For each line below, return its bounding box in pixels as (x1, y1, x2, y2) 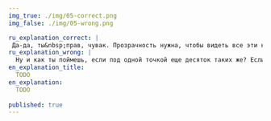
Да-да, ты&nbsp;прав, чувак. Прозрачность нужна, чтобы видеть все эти (11, 41, 258, 49)
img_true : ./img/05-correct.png (8, 11, 117, 20)
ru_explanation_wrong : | (8, 49, 92, 57)
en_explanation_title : (8, 63, 85, 72)
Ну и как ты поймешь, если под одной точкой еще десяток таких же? (15, 56, 248, 64)
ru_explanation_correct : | (8, 34, 99, 42)
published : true (8, 101, 63, 109)
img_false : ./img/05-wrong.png (8, 19, 114, 27)
